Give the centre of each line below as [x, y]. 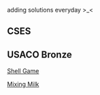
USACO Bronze [40, 54]
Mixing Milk [23, 84]
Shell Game [23, 71]
